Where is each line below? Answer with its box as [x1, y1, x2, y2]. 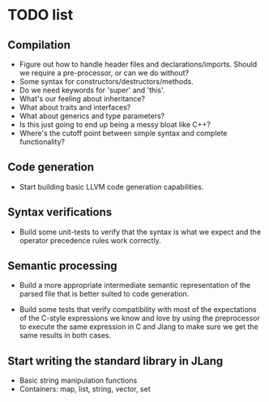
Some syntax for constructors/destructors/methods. [19, 77, 194, 86]
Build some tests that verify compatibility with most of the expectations [19, 305, 257, 314]
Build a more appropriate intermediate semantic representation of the [19, 280, 251, 290]
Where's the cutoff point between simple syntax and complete [19, 128, 228, 138]
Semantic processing [7, 259, 117, 273]
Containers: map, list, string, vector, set [19, 384, 151, 394]
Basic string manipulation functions [19, 375, 138, 386]
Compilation [7, 38, 70, 52]
